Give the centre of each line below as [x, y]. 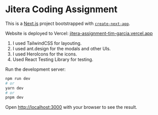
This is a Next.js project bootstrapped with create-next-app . [68, 23]
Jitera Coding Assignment [61, 9]
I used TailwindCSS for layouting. [47, 43]
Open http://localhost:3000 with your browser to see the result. [71, 107]
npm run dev [18, 78]
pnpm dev [14, 98]
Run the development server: [35, 69]
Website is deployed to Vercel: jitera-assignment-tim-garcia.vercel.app [79, 33]
